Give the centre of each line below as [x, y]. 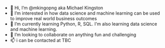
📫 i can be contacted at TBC [40, 40]
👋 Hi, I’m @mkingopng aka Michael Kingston [57, 8]
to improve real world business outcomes [53, 18]
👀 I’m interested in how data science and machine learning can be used [85, 13]
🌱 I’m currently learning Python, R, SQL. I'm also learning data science [84, 24]
